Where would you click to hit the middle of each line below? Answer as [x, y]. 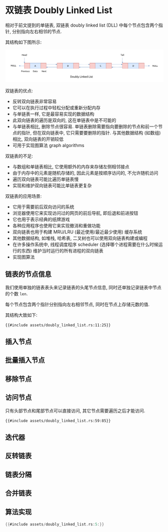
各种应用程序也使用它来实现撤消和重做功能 [56, 225]
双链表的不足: [19, 156]
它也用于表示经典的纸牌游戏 [41, 219]
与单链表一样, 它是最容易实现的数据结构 [53, 114]
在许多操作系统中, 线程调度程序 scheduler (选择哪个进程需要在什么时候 [86, 244]
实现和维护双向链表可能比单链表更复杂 [52, 185]
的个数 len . [17, 294]
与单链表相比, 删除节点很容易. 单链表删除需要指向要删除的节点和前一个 [85, 126]
